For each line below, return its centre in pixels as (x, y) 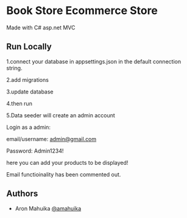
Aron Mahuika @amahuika (48, 208)
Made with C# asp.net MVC (41, 27)
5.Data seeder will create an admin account (61, 115)
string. (14, 68)
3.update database (30, 92)
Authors (22, 194)
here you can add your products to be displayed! (67, 162)
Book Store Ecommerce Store (82, 11)
